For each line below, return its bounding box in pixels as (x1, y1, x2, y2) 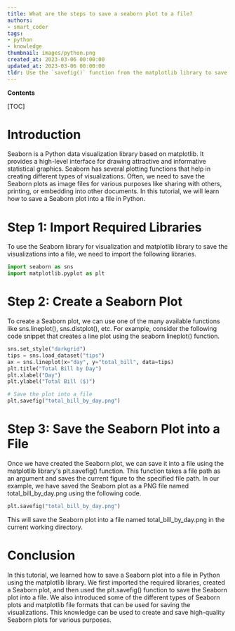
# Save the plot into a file (7, 391, 93, 398)
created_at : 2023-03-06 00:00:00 (7, 56, 105, 63)
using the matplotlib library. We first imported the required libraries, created (7, 578, 226, 587)
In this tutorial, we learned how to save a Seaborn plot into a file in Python (7, 571, 220, 579)
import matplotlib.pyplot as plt (7, 270, 105, 278)
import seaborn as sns (7, 264, 74, 271)
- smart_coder (7, 23, 49, 30)
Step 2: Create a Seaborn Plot (7, 294, 182, 310)
